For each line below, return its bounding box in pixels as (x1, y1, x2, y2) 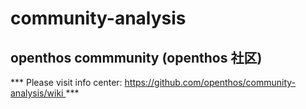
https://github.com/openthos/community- (124, 77, 297, 88)
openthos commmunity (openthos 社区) (10, 49, 263, 66)
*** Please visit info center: (10, 77, 123, 88)
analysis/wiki (10, 87, 64, 99)
